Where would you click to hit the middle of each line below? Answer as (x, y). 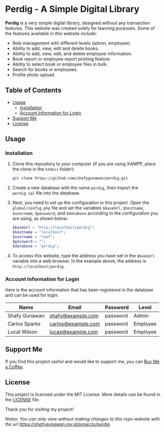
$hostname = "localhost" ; (39, 232)
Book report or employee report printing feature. (62, 59)
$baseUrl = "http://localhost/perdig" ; (54, 228)
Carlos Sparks (24, 324)
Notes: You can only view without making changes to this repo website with (82, 419)
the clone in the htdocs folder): (44, 169)
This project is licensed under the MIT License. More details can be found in (83, 394)
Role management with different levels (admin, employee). (72, 43)
